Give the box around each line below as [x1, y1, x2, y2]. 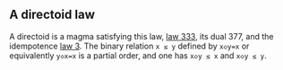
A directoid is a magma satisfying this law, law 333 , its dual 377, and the [9, 31, 274, 41]
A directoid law [9, 7, 96, 22]
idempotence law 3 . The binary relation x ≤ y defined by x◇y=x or [9, 40, 250, 51]
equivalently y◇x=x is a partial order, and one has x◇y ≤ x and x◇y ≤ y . [9, 49, 267, 61]
